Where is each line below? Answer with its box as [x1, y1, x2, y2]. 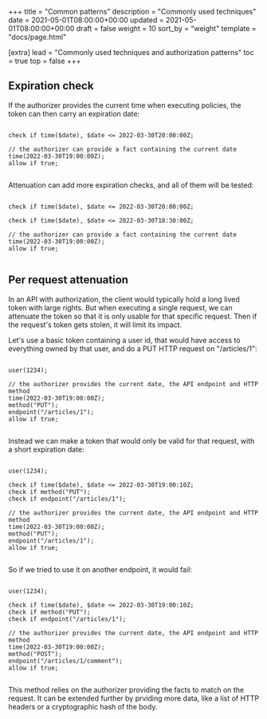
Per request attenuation [8, 273, 129, 286]
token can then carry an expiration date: [8, 109, 140, 118]
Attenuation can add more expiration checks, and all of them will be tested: [8, 180, 254, 190]
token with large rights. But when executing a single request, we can [8, 302, 233, 312]
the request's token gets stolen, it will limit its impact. [8, 319, 183, 330]
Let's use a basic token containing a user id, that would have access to [8, 335, 241, 345]
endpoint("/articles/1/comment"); [8, 657, 124, 665]
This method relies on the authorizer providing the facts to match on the [8, 685, 245, 694]
